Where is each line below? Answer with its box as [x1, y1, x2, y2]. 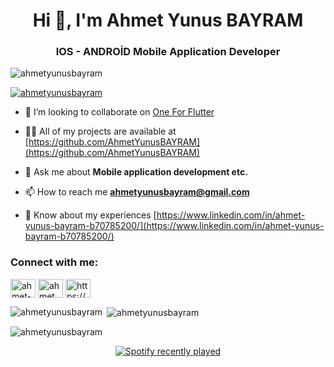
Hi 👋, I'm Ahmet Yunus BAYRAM [32, 9, 304, 32]
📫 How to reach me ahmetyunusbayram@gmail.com [24, 186, 250, 198]
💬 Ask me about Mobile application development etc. [24, 166, 248, 178]
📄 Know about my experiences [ [24, 209, 157, 221]
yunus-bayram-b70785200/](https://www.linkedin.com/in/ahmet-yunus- [24, 220, 325, 232]
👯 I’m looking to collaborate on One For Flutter [24, 106, 215, 118]
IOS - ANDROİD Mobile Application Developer [55, 45, 281, 59]
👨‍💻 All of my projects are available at [24, 125, 177, 138]
